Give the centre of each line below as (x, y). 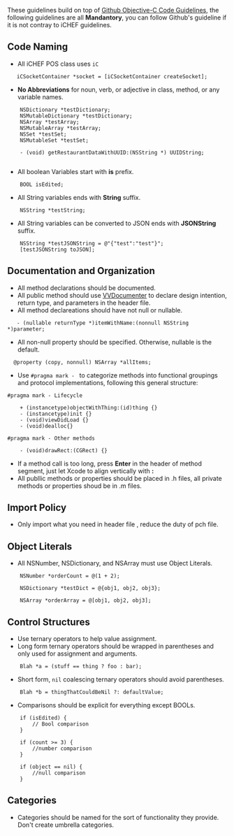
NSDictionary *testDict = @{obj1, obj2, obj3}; (90, 589)
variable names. (41, 96)
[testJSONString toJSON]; (58, 250)
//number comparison (62, 749)
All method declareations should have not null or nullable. (100, 310)
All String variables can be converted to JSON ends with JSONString (117, 223)
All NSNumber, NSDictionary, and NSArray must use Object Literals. (115, 563)
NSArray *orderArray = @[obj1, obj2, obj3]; (86, 600)
